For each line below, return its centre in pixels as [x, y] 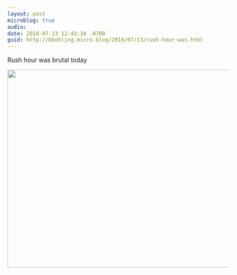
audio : [17, 27]
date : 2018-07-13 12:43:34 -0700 [56, 33]
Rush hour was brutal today [47, 60]
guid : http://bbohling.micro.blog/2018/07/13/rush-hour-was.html [105, 40]
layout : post [26, 14]
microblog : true [31, 20]
